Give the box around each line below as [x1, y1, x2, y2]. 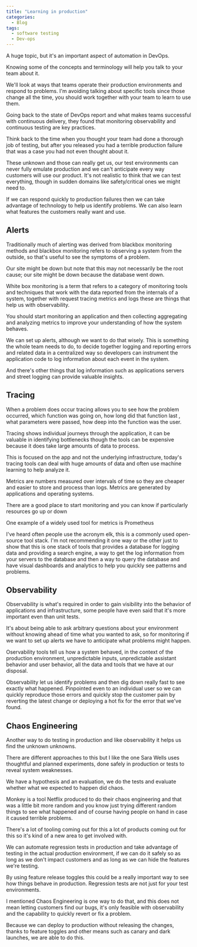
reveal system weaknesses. [6, 767, 74, 774]
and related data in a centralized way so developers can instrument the [6, 349, 178, 356]
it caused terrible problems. [6, 814, 74, 822]
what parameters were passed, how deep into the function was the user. [6, 418, 182, 425]
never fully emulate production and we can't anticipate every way [6, 165, 165, 173]
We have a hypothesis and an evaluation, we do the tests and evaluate [6, 778, 176, 785]
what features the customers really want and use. [6, 208, 126, 215]
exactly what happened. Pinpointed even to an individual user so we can [6, 685, 182, 692]
